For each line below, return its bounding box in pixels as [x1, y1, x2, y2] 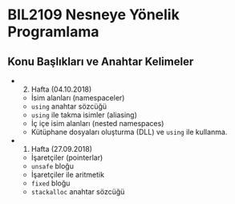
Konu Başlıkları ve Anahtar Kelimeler [7, 55, 194, 68]
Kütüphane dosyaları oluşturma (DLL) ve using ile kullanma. [30, 127, 228, 137]
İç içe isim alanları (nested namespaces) [30, 119, 164, 128]
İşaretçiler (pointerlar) [30, 153, 103, 162]
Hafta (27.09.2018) [30, 145, 93, 153]
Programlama [7, 22, 99, 41]
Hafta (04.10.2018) [30, 84, 92, 94]
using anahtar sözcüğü [30, 102, 107, 111]
